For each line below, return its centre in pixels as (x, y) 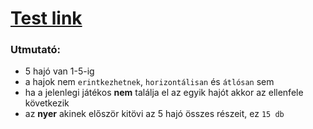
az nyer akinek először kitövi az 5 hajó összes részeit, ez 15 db (154, 114)
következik (47, 103)
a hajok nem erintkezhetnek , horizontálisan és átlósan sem (149, 82)
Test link (46, 18)
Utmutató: (35, 50)
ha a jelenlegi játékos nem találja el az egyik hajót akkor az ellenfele (164, 93)
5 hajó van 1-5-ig (59, 71)
